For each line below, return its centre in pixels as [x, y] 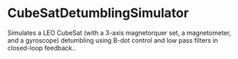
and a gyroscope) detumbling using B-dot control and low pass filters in [113, 40]
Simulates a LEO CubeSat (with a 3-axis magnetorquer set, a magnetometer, [119, 33]
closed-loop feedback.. [42, 48]
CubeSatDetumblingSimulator [98, 13]
